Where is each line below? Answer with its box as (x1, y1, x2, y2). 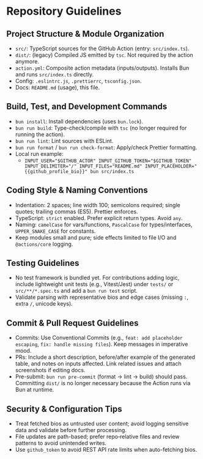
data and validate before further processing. (15, 427, 127, 434)
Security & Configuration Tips (6, 403, 122, 414)
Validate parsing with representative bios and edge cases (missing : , (15, 293, 188, 301)
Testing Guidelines (6, 258, 79, 268)
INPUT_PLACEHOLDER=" (144, 163, 197, 169)
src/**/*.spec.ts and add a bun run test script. (15, 287, 138, 295)
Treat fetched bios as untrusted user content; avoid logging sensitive (15, 420, 189, 427)
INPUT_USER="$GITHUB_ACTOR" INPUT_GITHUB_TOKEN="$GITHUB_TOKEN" (24, 158, 192, 164)
